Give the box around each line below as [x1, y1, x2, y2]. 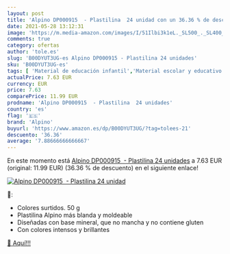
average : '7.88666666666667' [7, 138, 90, 145]
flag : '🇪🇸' [7, 112, 41, 119]
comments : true [7, 36, 51, 43]
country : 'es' [7, 106, 48, 113]
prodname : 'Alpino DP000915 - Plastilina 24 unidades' [7, 100, 173, 106]
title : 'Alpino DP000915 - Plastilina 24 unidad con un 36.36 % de [7, 16, 210, 23]
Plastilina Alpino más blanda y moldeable [16, 211, 133, 220]
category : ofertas [7, 42, 60, 49]
